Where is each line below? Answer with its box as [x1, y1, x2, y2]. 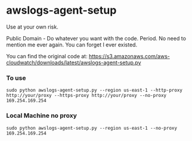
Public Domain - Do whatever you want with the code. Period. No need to [6, 35, 187, 42]
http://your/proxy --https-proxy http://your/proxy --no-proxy [6, 93, 167, 99]
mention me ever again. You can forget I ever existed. [6, 41, 138, 48]
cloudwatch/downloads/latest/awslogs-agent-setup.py [6, 59, 141, 66]
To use [6, 74, 26, 82]
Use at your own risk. [6, 23, 58, 30]
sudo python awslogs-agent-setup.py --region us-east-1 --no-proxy [6, 125, 178, 131]
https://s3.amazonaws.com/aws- [88, 52, 170, 59]
